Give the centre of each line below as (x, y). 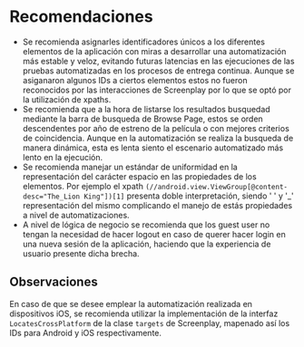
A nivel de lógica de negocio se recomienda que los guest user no (146, 225)
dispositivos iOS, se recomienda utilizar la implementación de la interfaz (144, 313)
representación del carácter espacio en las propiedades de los (139, 176)
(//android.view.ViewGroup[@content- (216, 187)
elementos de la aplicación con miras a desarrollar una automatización (154, 51)
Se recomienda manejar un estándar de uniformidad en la (130, 167)
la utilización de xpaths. (67, 99)
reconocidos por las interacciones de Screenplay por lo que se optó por (157, 90)
